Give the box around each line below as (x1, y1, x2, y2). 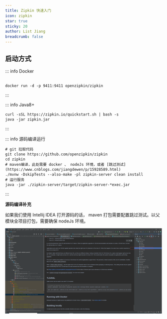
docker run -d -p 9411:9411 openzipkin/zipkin (5, 83, 103, 88)
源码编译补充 (5, 201, 31, 207)
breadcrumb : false (5, 34, 43, 39)
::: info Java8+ (5, 102, 35, 107)
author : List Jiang (5, 29, 46, 34)
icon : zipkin (5, 13, 32, 18)
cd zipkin (5, 157, 26, 162)
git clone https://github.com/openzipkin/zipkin (5, 152, 108, 157)
